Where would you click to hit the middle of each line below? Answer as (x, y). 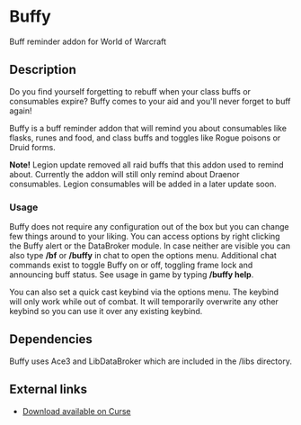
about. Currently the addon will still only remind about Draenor (124, 174)
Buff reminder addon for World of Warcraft (88, 41)
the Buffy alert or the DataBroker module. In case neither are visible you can (150, 246)
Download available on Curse (77, 411)
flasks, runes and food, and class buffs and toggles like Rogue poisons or (145, 138)
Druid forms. (32, 147)
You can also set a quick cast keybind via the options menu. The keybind (144, 292)
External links (49, 389)
